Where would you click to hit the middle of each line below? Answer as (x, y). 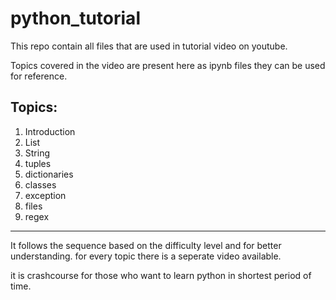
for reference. (39, 76)
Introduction (50, 131)
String (37, 153)
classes (40, 184)
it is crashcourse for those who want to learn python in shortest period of (161, 275)
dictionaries (49, 174)
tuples (38, 163)
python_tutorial (75, 18)
